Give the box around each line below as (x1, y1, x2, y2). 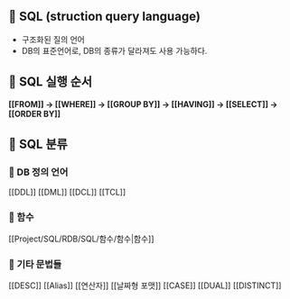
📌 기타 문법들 (8, 258, 62, 270)
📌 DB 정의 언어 (8, 166, 69, 178)
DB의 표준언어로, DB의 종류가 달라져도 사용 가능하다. (21, 45, 208, 56)
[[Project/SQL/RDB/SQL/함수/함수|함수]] (8, 233, 154, 244)
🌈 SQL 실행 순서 (8, 74, 92, 90)
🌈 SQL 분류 (8, 137, 69, 152)
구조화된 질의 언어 (21, 33, 85, 45)
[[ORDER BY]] (8, 108, 61, 119)
